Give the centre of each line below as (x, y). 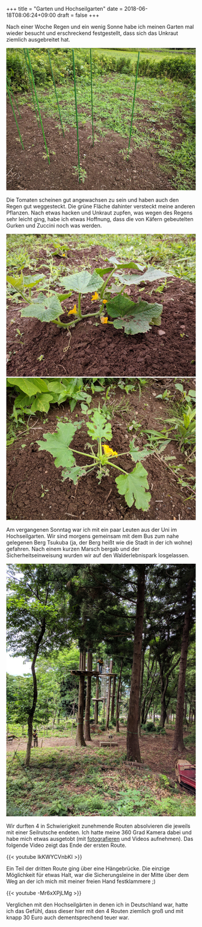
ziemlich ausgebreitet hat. (38, 39)
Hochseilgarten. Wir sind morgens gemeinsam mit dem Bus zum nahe (93, 536)
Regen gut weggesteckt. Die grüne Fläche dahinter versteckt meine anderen (101, 207)
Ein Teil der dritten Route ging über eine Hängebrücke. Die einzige (88, 869)
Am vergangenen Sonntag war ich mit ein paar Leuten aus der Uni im (92, 529)
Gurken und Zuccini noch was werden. (54, 226)
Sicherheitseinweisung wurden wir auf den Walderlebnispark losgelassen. (98, 555)
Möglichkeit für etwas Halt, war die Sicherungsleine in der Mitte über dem (98, 875)
